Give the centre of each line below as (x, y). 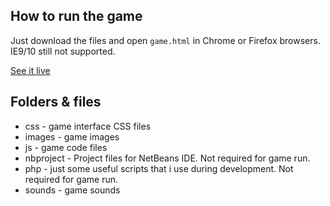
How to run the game (76, 16)
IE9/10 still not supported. (63, 51)
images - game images (72, 136)
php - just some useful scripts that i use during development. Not (159, 168)
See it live (30, 70)
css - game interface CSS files (88, 126)
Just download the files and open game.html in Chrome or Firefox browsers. (165, 40)
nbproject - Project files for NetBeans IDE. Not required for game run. (167, 158)
